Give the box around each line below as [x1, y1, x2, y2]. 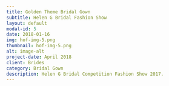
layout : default [6, 20, 47, 26]
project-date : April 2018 [6, 54, 71, 60]
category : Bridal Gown [6, 65, 64, 71]
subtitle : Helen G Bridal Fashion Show [6, 15, 107, 21]
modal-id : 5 [6, 25, 36, 32]
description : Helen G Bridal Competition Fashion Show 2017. [6, 71, 164, 77]
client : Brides [6, 59, 45, 65]
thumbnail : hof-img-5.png [6, 43, 71, 49]
